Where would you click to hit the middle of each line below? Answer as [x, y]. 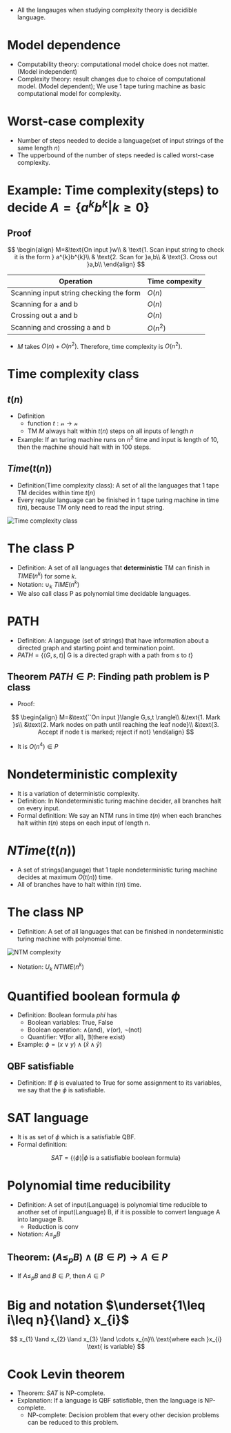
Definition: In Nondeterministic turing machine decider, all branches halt [119, 801]
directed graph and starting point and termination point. [96, 648]
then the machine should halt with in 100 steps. [84, 447]
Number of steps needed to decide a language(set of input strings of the [120, 140]
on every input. [39, 808]
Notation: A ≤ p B [39, 1235]
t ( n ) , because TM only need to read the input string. [91, 507]
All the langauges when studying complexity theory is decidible [107, 10]
